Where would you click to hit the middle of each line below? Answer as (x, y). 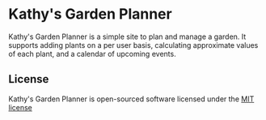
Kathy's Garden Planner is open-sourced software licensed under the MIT (131, 99)
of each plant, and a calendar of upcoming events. (92, 54)
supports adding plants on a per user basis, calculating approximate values (133, 45)
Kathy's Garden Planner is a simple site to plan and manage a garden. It (127, 36)
